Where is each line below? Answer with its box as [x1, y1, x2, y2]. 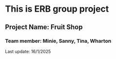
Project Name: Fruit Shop [5, 23, 83, 31]
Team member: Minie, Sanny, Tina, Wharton [5, 38, 112, 44]
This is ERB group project [5, 3, 109, 15]
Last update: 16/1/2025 [5, 48, 51, 54]
